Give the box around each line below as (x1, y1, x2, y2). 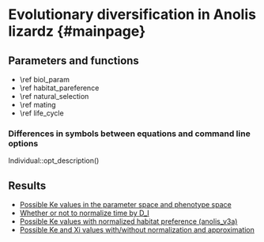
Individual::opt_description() (8, 156, 100, 165)
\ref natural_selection (19, 92, 89, 100)
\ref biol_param (19, 75, 70, 84)
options (8, 138, 39, 149)
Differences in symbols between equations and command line (8, 128, 251, 139)
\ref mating (19, 100, 57, 109)
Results (8, 179, 47, 192)
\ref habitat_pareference (19, 83, 100, 93)
